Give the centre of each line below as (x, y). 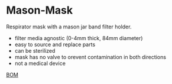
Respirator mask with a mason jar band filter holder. (69, 27)
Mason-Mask (39, 10)
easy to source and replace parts (55, 44)
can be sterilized (35, 50)
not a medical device (40, 63)
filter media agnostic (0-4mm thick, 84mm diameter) (79, 38)
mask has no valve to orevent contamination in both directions (90, 57)
